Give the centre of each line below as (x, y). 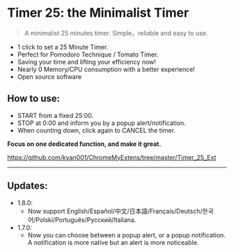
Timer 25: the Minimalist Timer (98, 13)
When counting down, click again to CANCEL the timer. (96, 130)
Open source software (49, 76)
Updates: (28, 186)
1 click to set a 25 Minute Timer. (63, 47)
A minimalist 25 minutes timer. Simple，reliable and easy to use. (116, 33)
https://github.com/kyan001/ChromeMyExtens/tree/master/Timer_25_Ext (112, 157)
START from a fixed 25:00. (55, 115)
